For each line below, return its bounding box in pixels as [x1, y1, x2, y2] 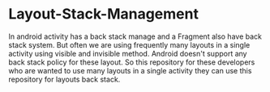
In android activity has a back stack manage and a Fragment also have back [8, 31, 262, 41]
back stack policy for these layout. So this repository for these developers [8, 57, 255, 67]
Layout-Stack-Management [8, 5, 199, 23]
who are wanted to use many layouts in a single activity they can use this [8, 65, 252, 75]
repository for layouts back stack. [8, 74, 121, 84]
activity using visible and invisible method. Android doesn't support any [8, 48, 247, 58]
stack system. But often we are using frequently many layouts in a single [8, 40, 251, 49]
